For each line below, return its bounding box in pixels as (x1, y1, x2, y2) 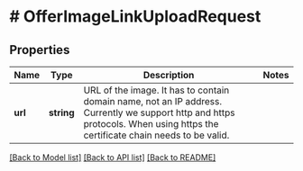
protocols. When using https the (83, 118, 219, 130)
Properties (9, 42, 70, 58)
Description (142, 69, 195, 81)
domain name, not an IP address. (83, 95, 223, 107)
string (48, 106, 75, 119)
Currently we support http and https (83, 106, 235, 119)
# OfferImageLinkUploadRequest (9, 6, 262, 27)
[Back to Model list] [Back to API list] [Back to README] (9, 152, 216, 163)
